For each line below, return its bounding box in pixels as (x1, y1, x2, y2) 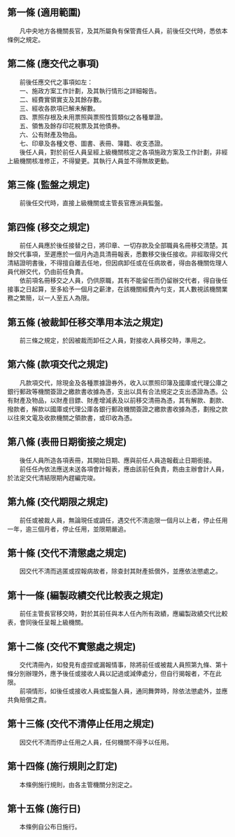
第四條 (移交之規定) (7, 221, 90, 233)
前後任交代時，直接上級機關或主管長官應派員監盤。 (19, 199, 166, 207)
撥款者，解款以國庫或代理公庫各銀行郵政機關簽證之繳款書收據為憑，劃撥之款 (7, 405, 228, 413)
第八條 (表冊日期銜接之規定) (7, 436, 127, 448)
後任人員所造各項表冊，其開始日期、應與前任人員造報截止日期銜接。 (19, 456, 215, 464)
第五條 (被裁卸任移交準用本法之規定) (7, 316, 164, 328)
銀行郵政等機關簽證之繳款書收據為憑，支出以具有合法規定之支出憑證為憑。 (7, 387, 222, 396)
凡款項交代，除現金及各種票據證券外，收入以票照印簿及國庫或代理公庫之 (19, 378, 228, 387)
